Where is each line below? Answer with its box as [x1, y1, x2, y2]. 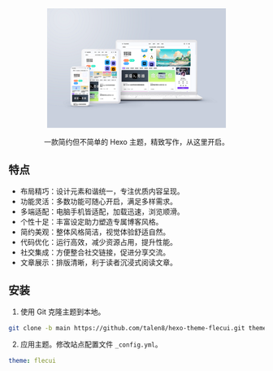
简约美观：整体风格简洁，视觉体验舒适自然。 [19, 227, 171, 237]
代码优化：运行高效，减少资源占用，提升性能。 [19, 237, 177, 247]
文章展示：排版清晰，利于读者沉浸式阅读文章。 [19, 257, 177, 267]
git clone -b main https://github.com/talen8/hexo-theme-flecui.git [8, 324, 245, 332]
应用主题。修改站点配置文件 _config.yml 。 [19, 339, 162, 349]
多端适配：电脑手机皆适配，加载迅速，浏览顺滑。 [19, 207, 184, 216]
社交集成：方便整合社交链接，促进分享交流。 [19, 247, 171, 257]
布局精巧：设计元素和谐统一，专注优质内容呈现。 [19, 186, 184, 196]
